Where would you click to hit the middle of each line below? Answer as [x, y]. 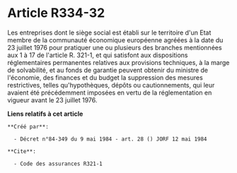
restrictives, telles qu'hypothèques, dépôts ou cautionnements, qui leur [111, 85]
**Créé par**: [28, 126]
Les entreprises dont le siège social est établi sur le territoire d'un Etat [109, 32]
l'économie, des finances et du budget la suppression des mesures [105, 77]
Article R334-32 [56, 13]
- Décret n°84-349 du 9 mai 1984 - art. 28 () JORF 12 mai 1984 [110, 139]
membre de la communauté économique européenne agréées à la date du [115, 40]
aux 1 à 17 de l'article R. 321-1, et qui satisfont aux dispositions [98, 55]
